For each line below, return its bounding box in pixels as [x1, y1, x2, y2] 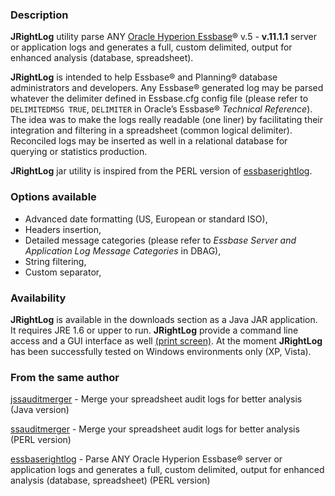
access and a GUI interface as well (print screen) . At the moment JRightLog [10, 334, 323, 347]
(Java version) [10, 404, 70, 416]
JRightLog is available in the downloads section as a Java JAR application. [10, 313, 318, 325]
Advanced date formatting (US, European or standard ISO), [24, 213, 268, 225]
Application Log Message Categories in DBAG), [24, 244, 222, 257]
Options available [10, 190, 97, 204]
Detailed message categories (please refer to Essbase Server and [24, 234, 297, 246]
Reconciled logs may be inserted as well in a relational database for [10, 135, 288, 147]
